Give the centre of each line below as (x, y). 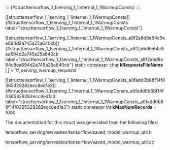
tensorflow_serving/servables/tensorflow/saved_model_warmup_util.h (79, 132)
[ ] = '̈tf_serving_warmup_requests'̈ (41, 70)
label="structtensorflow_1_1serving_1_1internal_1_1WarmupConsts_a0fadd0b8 (84, 102)
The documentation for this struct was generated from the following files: (82, 122)
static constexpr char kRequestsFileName (119, 65)
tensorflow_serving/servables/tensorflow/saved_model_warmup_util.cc (80, 142)
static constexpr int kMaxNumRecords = (114, 107)
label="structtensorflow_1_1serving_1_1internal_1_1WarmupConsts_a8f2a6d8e (84, 59)
